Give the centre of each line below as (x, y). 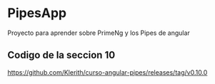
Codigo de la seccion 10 (61, 55)
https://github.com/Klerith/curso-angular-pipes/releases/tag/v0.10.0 (107, 72)
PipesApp (37, 13)
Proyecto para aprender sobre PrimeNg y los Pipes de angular (99, 33)
